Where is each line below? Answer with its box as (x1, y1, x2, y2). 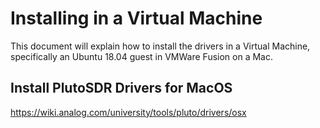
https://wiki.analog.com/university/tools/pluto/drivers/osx (10, 106, 247, 118)
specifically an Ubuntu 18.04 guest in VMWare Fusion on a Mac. (10, 50, 273, 62)
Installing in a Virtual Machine (10, 7, 263, 30)
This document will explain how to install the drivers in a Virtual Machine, (10, 40, 311, 52)
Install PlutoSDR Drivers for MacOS (10, 80, 233, 97)
